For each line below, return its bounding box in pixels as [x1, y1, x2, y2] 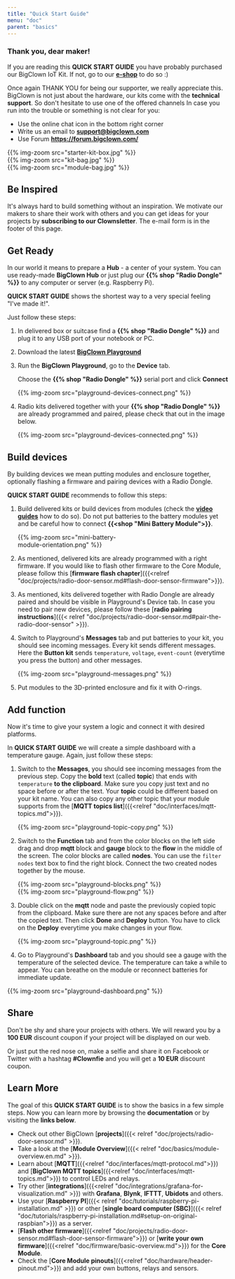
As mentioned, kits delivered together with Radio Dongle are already [17, 590, 215, 599]
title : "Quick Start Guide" [7, 10, 90, 18]
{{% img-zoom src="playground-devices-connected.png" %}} [17, 431, 199, 439]
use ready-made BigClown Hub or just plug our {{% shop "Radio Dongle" [7, 271, 222, 280]
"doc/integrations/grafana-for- [114, 1181, 203, 1190]
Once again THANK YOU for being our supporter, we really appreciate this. [7, 84, 223, 92]
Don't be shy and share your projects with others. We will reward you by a [7, 1025, 221, 1034]
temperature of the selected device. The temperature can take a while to [17, 958, 227, 966]
